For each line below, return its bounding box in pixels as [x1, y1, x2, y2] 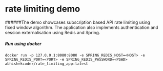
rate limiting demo [5, 3, 81, 14]
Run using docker [5, 41, 41, 46]
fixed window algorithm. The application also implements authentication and [5, 24, 159, 30]
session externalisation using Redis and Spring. [5, 29, 100, 35]
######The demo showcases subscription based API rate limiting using [5, 19, 150, 25]
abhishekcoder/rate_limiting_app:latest [5, 61, 89, 66]
